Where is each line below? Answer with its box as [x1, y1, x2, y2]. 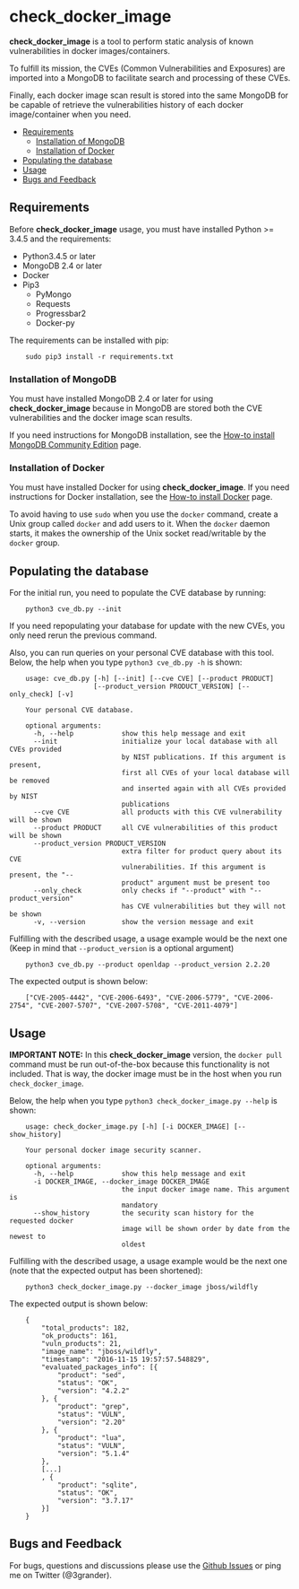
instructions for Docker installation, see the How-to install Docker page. [9, 492, 273, 502]
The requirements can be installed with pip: [9, 335, 169, 345]
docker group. [9, 537, 60, 548]
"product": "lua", [56, 1433, 126, 1442]
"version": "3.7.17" [56, 1496, 134, 1505]
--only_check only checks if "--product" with [32, 886, 246, 895]
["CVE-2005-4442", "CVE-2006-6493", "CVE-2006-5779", [25, 993, 230, 1002]
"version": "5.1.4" [56, 1449, 130, 1458]
